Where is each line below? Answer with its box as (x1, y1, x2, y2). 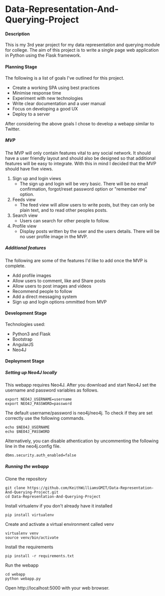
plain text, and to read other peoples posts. (19, 207, 108, 213)
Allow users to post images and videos (12, 283, 92, 289)
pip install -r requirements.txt (5, 554, 74, 559)
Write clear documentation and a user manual (12, 100, 106, 106)
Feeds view (12, 197, 36, 202)
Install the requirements (5, 544, 54, 550)
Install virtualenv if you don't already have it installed (5, 503, 112, 509)
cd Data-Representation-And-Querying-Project (5, 494, 101, 499)
